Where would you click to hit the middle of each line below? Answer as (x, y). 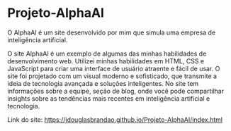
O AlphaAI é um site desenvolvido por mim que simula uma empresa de (112, 32)
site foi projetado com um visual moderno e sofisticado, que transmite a (112, 76)
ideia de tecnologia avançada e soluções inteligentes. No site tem (103, 83)
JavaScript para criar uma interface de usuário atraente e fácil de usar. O (114, 68)
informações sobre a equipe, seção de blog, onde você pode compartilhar (116, 91)
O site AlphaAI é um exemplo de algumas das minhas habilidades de (107, 54)
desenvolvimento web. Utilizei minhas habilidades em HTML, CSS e (106, 61)
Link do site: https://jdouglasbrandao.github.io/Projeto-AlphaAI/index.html (115, 119)
